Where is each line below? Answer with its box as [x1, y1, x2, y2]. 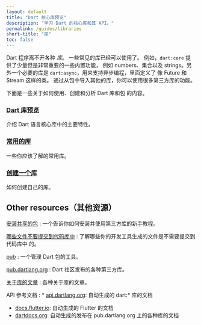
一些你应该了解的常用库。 [6, 152, 70, 159]
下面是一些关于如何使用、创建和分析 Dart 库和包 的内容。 [6, 90, 148, 96]
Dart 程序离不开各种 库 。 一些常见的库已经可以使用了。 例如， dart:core [6, 54, 185, 61]
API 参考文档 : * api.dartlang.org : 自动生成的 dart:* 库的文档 [6, 291, 153, 299]
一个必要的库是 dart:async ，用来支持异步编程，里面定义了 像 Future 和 [11, 69, 187, 76]
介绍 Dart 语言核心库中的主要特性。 [6, 121, 94, 128]
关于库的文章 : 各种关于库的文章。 [6, 278, 90, 286]
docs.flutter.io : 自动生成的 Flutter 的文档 [14, 304, 114, 311]
